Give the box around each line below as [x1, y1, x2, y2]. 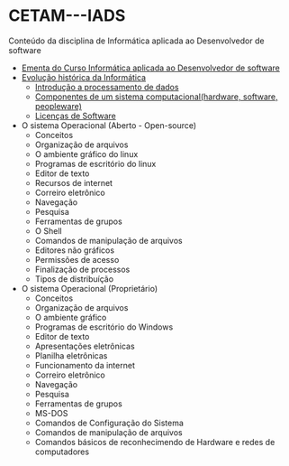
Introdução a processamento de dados [34, 81, 179, 92]
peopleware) [34, 100, 83, 111]
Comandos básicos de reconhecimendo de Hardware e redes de [34, 436, 275, 447]
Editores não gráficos [34, 245, 114, 256]
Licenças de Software [34, 110, 116, 121]
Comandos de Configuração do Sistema [34, 417, 184, 428]
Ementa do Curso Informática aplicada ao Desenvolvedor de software [21, 62, 280, 73]
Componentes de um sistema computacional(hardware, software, [34, 91, 278, 102]
